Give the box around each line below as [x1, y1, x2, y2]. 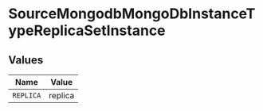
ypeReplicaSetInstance [8, 21, 166, 40]
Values [8, 53, 44, 67]
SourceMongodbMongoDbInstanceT [8, 5, 256, 23]
